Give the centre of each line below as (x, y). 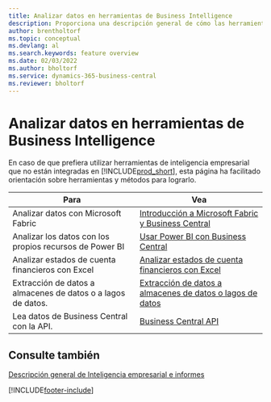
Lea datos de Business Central (70, 316)
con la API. (33, 326)
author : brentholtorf (45, 31)
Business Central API (179, 321)
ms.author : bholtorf (43, 69)
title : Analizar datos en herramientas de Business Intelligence (120, 16)
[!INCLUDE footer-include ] (51, 390)
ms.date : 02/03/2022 (43, 61)
